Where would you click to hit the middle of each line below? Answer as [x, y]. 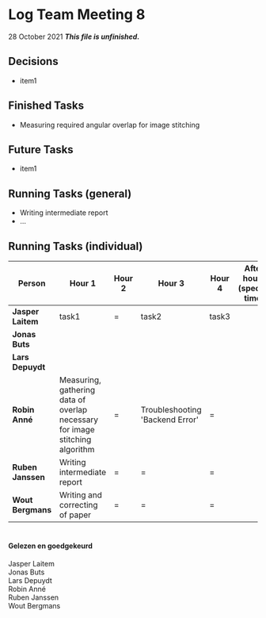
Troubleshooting [171, 410]
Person [32, 283]
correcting [78, 505]
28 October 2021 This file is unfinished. [74, 36]
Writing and [81, 495]
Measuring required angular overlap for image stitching [110, 125]
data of [72, 400]
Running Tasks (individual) [76, 246]
